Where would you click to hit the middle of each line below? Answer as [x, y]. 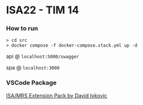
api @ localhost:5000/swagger [42, 57]
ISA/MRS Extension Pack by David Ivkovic [57, 95]
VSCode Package [31, 83]
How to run [22, 29]
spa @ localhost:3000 [33, 68]
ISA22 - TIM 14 [42, 10]
